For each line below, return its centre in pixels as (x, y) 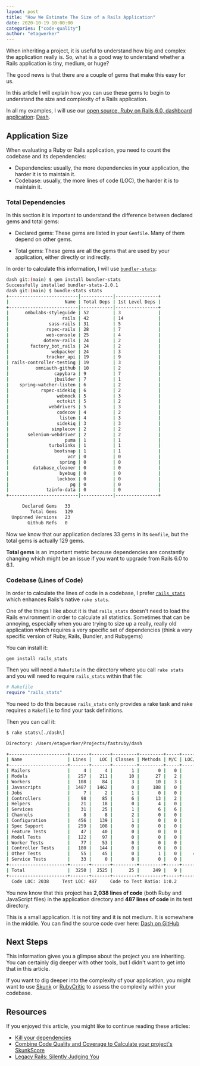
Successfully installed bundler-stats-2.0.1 (62, 285)
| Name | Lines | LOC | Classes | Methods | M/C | (94, 759)
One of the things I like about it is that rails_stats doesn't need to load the (98, 611)
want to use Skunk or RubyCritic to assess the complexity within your (91, 987)
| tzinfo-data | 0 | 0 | (84, 490)
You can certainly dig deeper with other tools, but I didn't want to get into (96, 962)
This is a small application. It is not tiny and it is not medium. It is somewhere (100, 917)
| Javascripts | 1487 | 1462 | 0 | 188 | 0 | (94, 787)
